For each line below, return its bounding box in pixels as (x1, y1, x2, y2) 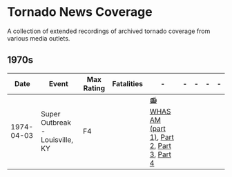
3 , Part (149, 149, 171, 159)
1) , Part (149, 132, 175, 142)
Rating (83, 83, 106, 93)
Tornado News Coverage (7, 4, 153, 20)
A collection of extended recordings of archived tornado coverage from (7, 27, 211, 35)
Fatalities (112, 79, 144, 88)
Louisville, (41, 135, 74, 145)
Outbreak (41, 118, 71, 127)
